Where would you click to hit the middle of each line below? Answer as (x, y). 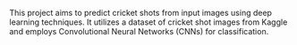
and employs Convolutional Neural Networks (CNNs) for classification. (139, 31)
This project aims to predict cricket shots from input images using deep (141, 13)
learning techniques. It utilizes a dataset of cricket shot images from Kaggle (148, 22)
